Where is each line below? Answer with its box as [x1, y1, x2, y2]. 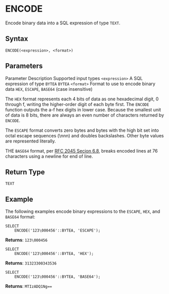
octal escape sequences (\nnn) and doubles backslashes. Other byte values [5, 132, 164, 138]
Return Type [5, 168, 45, 176]
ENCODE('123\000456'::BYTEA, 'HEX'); [14, 251, 94, 256]
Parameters [5, 62, 43, 70]
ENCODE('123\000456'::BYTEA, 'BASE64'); [14, 274, 101, 279]
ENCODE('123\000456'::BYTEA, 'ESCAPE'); [14, 228, 101, 233]
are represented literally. [5, 138, 56, 144]
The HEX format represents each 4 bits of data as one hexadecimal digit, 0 [5, 96, 159, 102]
